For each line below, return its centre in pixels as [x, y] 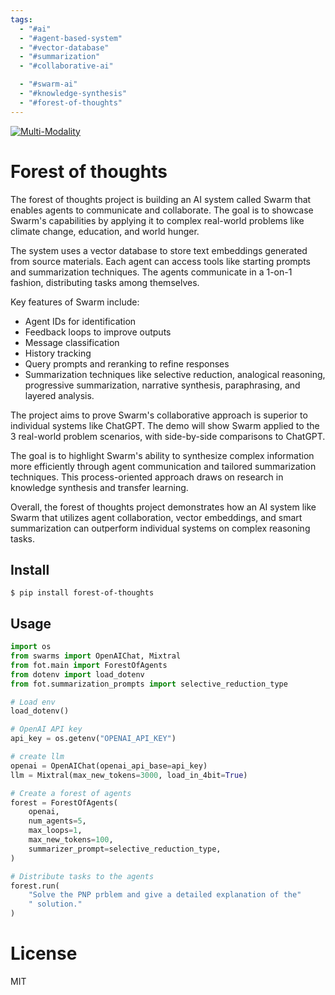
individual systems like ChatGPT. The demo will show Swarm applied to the [165, 425]
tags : [21, 19]
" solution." [55, 904]
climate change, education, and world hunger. [105, 231]
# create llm [37, 757]
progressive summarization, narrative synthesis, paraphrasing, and [162, 385]
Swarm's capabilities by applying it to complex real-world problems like [157, 220]
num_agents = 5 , [57, 821]
